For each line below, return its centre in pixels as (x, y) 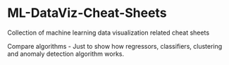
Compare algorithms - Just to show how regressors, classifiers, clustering (115, 46)
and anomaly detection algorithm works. (66, 54)
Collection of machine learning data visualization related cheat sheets (109, 32)
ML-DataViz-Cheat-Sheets (87, 13)
